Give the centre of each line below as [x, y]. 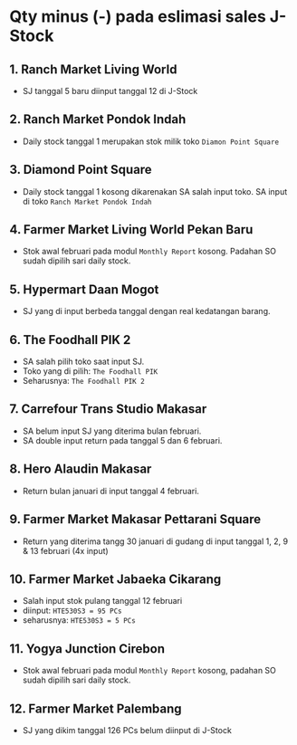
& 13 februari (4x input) [65, 550]
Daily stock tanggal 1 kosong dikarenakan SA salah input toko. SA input [155, 191]
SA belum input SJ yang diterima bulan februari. [112, 431]
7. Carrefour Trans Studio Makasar [108, 409]
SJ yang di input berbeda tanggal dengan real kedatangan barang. [146, 311]
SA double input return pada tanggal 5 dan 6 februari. [122, 440]
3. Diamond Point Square [81, 170]
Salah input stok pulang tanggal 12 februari [102, 601]
